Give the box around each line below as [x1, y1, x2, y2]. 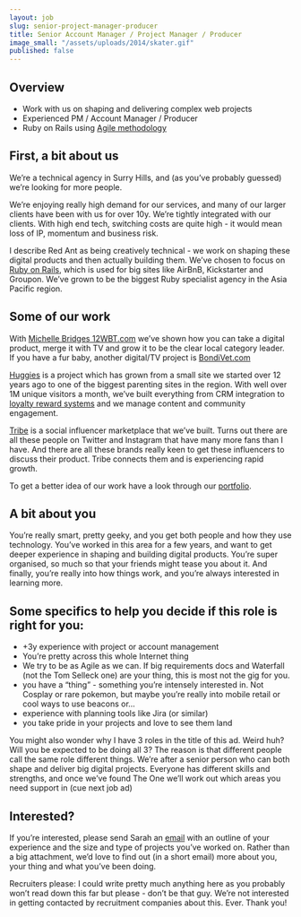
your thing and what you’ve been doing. [9, 861, 157, 871]
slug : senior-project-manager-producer [9, 22, 159, 30]
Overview [9, 80, 65, 95]
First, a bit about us [9, 149, 119, 164]
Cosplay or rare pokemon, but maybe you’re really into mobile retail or [21, 689, 280, 700]
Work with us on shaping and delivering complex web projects [21, 103, 253, 114]
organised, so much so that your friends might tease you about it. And [9, 558, 268, 569]
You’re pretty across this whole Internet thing [21, 651, 189, 662]
